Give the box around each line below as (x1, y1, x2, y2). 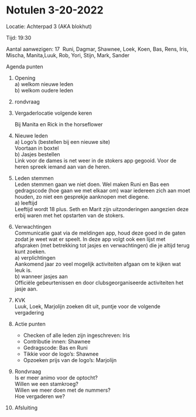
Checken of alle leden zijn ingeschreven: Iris (23, 332, 130, 339)
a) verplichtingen (14, 254, 56, 261)
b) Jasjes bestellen (14, 150, 60, 158)
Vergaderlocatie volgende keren (14, 109, 92, 116)
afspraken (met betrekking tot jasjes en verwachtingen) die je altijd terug (14, 242, 190, 249)
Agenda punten (6, 63, 44, 70)
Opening (14, 74, 36, 81)
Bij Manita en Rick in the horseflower (14, 120, 104, 127)
